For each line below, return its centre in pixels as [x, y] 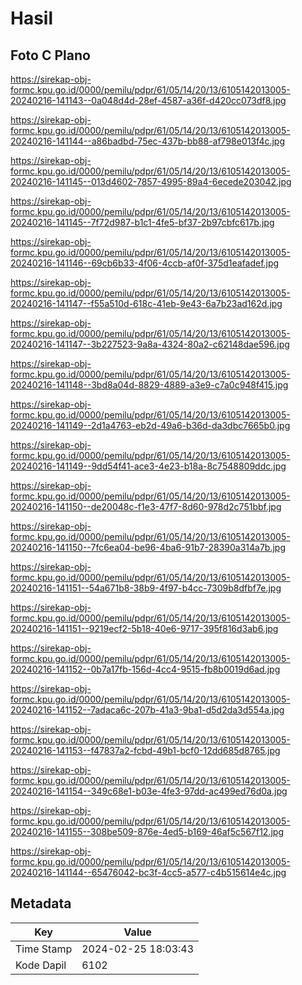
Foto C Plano [50, 55]
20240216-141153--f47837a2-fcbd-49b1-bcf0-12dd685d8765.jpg [145, 750]
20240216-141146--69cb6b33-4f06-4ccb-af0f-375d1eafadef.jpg [145, 263]
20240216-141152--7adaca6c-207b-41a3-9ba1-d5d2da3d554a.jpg [147, 710]
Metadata [41, 903]
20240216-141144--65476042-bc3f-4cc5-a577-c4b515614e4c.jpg [148, 872]
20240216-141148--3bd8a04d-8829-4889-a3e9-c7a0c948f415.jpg [149, 385]
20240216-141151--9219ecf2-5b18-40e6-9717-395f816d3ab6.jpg [144, 628]
